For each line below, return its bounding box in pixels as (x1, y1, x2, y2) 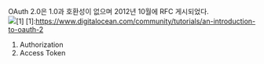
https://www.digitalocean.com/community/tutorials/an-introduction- (35, 16, 256, 26)
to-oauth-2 (8, 25, 44, 34)
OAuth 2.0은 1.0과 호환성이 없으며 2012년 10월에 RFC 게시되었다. (8, 7, 210, 16)
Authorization (19, 40, 64, 49)
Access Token (19, 48, 66, 57)
